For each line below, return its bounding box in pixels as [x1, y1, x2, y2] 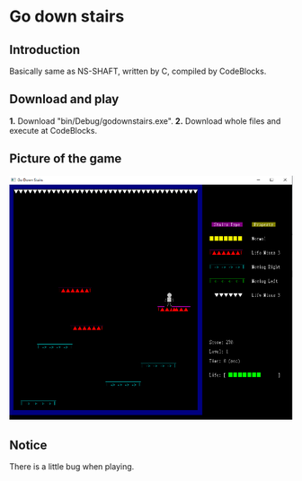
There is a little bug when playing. [9, 461, 135, 472]
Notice [9, 437, 48, 452]
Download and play [9, 92, 120, 107]
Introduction [9, 42, 81, 57]
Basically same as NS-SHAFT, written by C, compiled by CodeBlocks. [9, 66, 267, 76]
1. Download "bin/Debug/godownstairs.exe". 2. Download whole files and [9, 115, 281, 127]
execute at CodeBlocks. [9, 125, 97, 136]
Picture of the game [9, 151, 122, 167]
